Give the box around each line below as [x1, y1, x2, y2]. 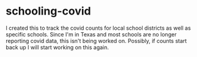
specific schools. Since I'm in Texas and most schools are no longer [6, 30, 177, 38]
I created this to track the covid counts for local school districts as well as [6, 24, 191, 32]
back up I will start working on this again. [6, 44, 110, 51]
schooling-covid [6, 4, 91, 18]
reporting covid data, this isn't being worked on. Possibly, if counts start [6, 37, 187, 44]
